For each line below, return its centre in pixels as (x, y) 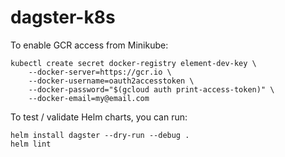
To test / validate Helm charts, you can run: (99, 117)
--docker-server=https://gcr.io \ (100, 72)
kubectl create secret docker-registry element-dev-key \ (133, 63)
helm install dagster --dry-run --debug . (100, 135)
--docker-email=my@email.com (89, 98)
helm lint (31, 144)
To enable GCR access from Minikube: (89, 45)
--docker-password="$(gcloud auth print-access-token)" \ (151, 89)
